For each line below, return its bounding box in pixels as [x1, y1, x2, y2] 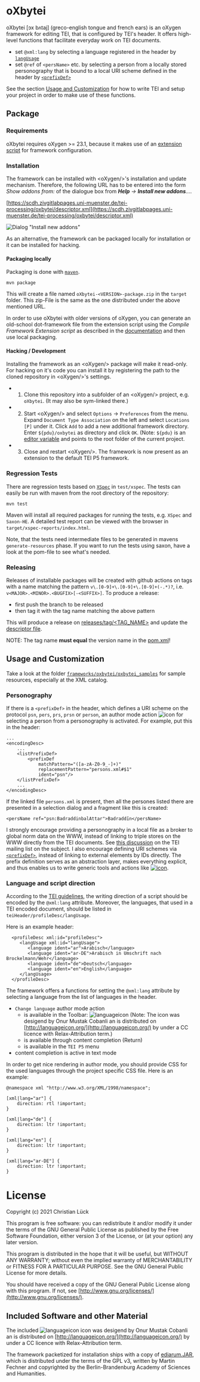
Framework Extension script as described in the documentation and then [6, 327, 186, 335]
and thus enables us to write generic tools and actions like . [6, 864, 169, 872]
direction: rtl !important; [17, 1101, 87, 1107]
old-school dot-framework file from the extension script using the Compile [6, 321, 189, 328]
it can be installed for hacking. [6, 241, 81, 248]
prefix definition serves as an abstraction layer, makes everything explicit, [6, 858, 187, 865]
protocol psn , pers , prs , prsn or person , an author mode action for [6, 711, 184, 718]
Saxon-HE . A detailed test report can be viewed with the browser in [6, 517, 169, 525]
